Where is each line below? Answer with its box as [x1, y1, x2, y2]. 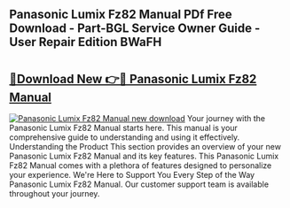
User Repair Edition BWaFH [9, 35, 162, 50]
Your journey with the [186, 113, 266, 123]
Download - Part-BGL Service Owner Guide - [9, 21, 261, 36]
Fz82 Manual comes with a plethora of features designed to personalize [9, 160, 272, 171]
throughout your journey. [9, 189, 100, 198]
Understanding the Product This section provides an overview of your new [9, 142, 282, 151]
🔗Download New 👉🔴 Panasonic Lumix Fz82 [9, 71, 257, 87]
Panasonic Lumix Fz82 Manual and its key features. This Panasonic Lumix [9, 150, 279, 161]
